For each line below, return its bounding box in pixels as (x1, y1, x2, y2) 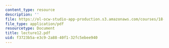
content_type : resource (5, 7, 55, 12)
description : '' (5, 12, 39, 17)
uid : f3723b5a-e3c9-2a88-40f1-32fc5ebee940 (5, 35, 98, 40)
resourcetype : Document (5, 26, 55, 31)
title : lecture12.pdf (5, 30, 51, 35)
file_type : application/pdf (5, 21, 64, 26)
